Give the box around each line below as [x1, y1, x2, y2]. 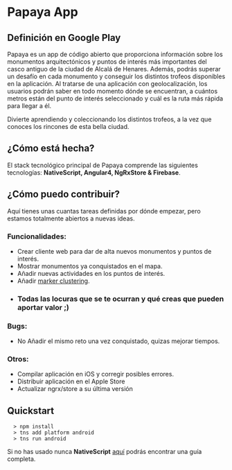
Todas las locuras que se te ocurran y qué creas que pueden [17, 294, 224, 304]
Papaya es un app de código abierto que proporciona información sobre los [7, 50, 223, 58]
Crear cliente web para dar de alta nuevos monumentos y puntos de [17, 247, 212, 255]
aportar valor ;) [17, 302, 69, 312]
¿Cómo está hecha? [7, 143, 95, 155]
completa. [7, 455, 36, 463]
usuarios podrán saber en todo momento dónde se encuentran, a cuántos [7, 87, 218, 95]
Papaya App [7, 4, 78, 20]
